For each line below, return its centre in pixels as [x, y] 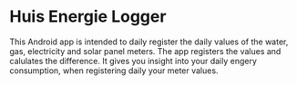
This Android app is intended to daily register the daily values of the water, [149, 42]
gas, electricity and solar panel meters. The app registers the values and [145, 51]
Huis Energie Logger [88, 17]
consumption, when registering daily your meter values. [114, 71]
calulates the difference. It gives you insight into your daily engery [133, 61]
